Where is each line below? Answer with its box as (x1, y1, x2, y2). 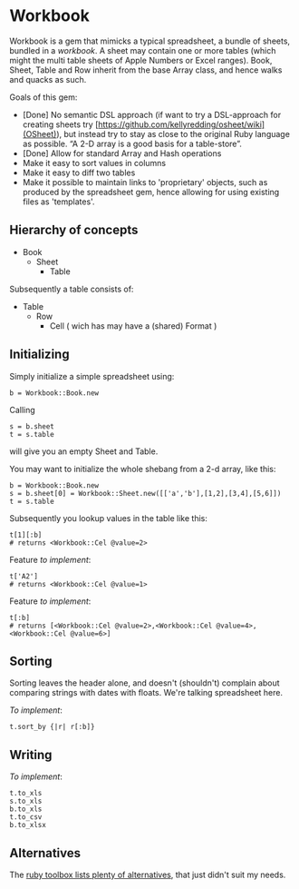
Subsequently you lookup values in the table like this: (9, 512, 208, 523)
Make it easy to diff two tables (22, 167, 136, 178)
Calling (9, 404, 36, 415)
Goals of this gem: (9, 92, 78, 103)
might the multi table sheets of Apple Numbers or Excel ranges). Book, (9, 54, 273, 65)
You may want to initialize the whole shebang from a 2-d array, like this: (9, 463, 276, 474)
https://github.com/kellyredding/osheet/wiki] (98, 119, 265, 130)
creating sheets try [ (22, 119, 99, 130)
